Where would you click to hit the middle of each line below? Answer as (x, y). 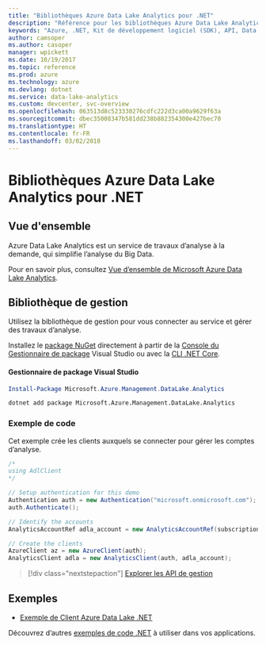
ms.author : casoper (40, 45)
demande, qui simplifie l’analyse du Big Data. (81, 254)
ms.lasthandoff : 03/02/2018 (55, 141)
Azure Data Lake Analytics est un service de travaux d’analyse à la (117, 245)
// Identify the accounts (51, 522)
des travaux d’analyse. (45, 330)
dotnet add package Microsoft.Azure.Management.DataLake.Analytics (122, 403)
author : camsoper (37, 38)
